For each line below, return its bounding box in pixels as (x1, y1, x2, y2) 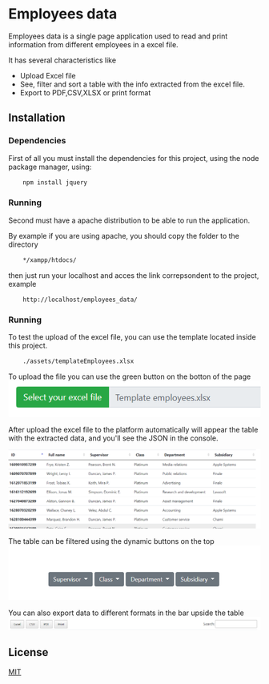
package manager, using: (8, 162, 92, 171)
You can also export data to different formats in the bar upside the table (8, 608, 244, 618)
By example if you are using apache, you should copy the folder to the (8, 231, 240, 240)
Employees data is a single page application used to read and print (8, 31, 228, 41)
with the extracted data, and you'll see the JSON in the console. (8, 433, 219, 443)
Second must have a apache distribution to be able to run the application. (8, 215, 251, 225)
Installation (8, 111, 66, 125)
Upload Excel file (19, 70, 76, 80)
